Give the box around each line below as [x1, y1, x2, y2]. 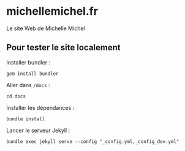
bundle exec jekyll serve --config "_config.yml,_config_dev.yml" [6, 138, 179, 145]
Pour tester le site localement [6, 42, 121, 53]
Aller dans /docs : [6, 81, 50, 88]
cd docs [6, 93, 26, 99]
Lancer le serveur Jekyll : [6, 126, 70, 134]
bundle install [6, 115, 45, 122]
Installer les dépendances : [6, 104, 75, 111]
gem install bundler [6, 71, 59, 77]
